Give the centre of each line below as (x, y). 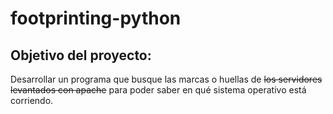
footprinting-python (96, 18)
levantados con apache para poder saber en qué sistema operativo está (158, 90)
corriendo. (32, 100)
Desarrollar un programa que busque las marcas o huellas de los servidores (166, 79)
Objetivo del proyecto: (81, 55)
